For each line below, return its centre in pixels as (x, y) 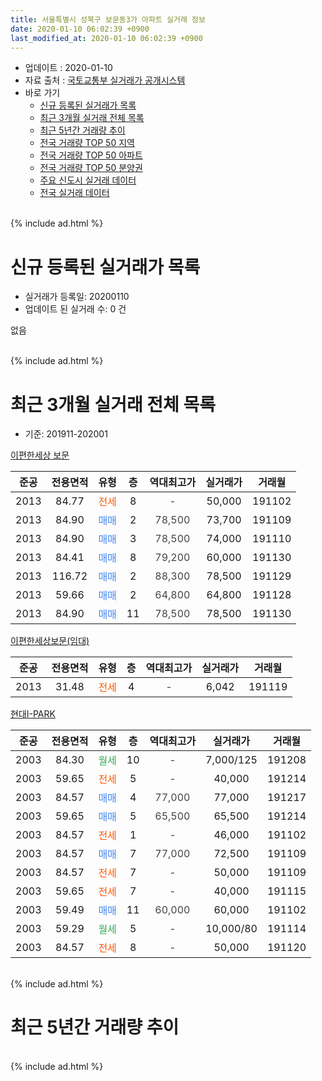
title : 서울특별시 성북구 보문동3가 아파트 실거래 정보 (108, 19)
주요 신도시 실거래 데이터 (88, 180)
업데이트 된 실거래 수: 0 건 (75, 309)
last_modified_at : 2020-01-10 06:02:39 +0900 (106, 38)
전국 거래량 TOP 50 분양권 (91, 168)
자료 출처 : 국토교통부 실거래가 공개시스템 (105, 80)
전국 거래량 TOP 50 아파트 (91, 155)
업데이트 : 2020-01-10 (68, 68)
